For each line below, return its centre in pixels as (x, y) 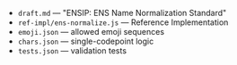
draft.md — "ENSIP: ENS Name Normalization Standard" (122, 13)
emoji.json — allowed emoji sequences (91, 32)
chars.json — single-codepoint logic (86, 41)
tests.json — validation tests (72, 51)
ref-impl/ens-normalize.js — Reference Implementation (123, 22)
